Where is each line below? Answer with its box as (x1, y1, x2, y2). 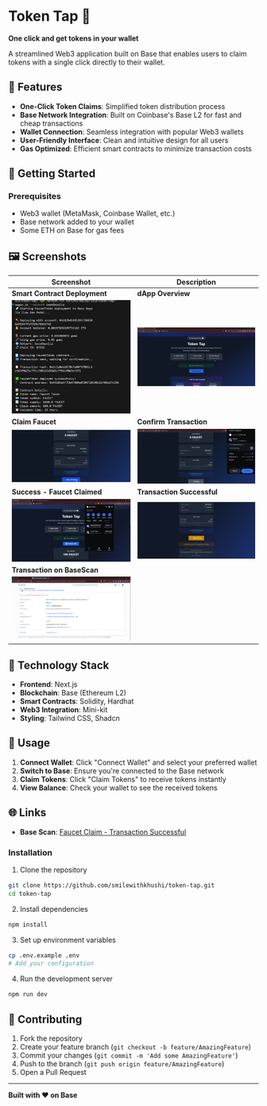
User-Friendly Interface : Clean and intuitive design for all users (19, 135, 229, 145)
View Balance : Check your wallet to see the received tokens (19, 783, 218, 793)
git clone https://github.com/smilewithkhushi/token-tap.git (8, 881, 215, 890)
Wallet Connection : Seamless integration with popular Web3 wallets (19, 127, 244, 136)
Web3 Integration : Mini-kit (19, 705, 108, 715)
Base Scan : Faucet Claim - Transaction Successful (19, 827, 187, 836)
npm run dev (8, 991, 48, 999)
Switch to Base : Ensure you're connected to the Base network (19, 765, 224, 775)
